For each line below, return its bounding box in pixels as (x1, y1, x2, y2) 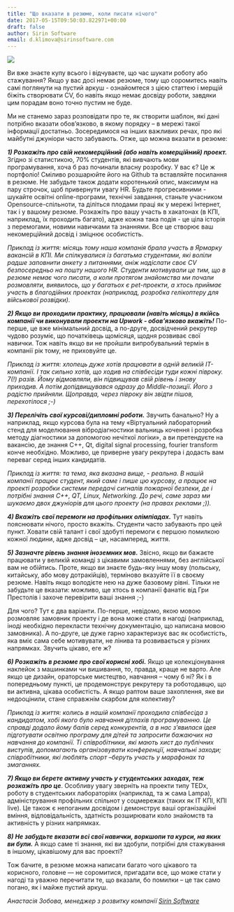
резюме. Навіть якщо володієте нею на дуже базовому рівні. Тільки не (7, 578, 220, 587)
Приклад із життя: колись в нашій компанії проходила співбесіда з (7, 709, 208, 717)
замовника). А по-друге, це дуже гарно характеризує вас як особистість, (7, 629, 228, 638)
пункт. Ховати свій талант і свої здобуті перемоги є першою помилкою (7, 527, 220, 536)
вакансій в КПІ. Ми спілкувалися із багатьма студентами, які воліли (7, 251, 212, 259)
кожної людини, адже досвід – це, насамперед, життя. (7, 535, 170, 543)
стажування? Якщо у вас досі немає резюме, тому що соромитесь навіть (7, 76, 228, 85)
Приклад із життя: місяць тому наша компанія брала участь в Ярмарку (7, 243, 222, 252)
